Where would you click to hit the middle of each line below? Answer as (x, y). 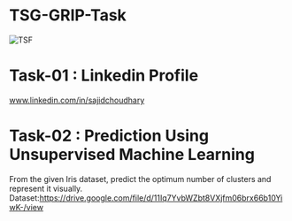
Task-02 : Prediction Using (109, 136)
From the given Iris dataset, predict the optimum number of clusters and (140, 179)
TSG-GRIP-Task (68, 15)
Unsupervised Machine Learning (132, 155)
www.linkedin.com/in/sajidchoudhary (77, 100)
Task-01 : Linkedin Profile (104, 76)
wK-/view (27, 207)
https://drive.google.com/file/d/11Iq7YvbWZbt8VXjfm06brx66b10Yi (161, 198)
